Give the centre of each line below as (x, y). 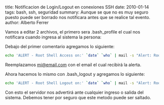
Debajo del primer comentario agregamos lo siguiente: (60, 46)
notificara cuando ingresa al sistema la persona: (53, 37)
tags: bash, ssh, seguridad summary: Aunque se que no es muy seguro (77, 12)
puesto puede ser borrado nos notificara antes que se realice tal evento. (78, 17)
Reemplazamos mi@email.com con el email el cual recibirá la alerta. (73, 65)
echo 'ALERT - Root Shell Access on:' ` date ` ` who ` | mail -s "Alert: (78, 55)
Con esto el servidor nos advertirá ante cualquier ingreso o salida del (74, 92)
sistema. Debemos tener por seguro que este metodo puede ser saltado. (78, 97)
